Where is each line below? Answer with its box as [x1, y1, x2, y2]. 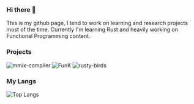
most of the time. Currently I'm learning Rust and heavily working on [6, 26, 179, 33]
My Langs [6, 76, 37, 85]
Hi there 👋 [6, 6, 37, 14]
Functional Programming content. [6, 32, 91, 40]
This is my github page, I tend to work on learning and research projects [6, 20, 188, 27]
